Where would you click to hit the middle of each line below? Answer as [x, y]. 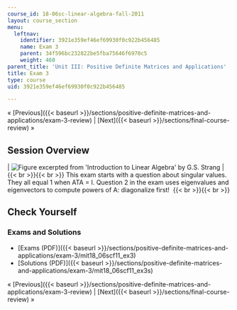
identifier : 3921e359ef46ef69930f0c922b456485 [90, 40]
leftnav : [27, 34]
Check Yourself [42, 212]
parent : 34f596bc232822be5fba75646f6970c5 [84, 54]
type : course [27, 80]
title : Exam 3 [28, 73]
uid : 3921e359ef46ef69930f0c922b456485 [66, 87]
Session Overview [49, 150]
